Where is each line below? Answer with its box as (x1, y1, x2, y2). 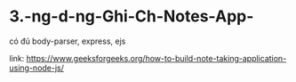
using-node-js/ (9, 62, 65, 73)
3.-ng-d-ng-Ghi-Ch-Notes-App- (9, 6, 254, 27)
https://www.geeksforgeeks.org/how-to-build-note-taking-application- (26, 53, 287, 63)
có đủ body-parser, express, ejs (9, 36, 126, 46)
